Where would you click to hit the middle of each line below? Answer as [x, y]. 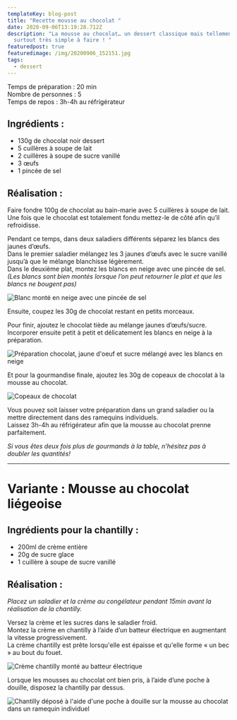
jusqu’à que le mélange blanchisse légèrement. [76, 262]
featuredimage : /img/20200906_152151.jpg [69, 54]
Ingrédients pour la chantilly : [73, 530]
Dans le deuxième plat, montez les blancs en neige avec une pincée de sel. [116, 269]
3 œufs [28, 163]
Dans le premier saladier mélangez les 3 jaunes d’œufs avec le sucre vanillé [117, 254]
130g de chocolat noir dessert [61, 141]
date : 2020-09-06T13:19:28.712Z [55, 27]
